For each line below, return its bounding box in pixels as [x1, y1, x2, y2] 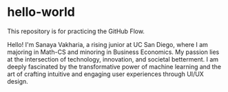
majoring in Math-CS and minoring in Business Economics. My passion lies [7, 48, 220, 56]
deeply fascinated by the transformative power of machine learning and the [7, 62, 222, 71]
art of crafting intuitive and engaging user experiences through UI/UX [7, 70, 205, 78]
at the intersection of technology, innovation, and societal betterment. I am [7, 55, 219, 63]
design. [7, 77, 29, 85]
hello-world [7, 4, 76, 20]
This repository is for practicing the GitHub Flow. [7, 27, 145, 35]
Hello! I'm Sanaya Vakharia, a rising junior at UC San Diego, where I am [7, 40, 209, 48]
